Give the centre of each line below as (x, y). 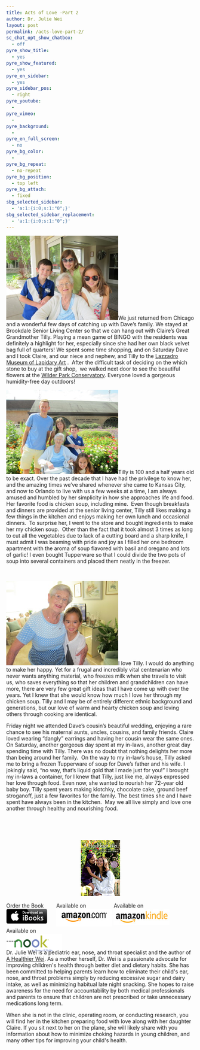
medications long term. (35, 1003)
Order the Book (25, 905)
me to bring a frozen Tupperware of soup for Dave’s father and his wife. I (96, 764)
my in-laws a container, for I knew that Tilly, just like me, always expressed (98, 776)
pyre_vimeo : (21, 114)
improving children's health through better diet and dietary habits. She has (98, 965)
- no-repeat (27, 171)
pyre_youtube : (24, 101)
